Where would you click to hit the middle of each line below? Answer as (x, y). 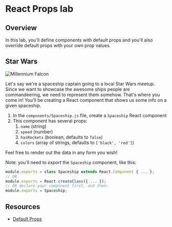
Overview (21, 28)
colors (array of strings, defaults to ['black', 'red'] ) (77, 142)
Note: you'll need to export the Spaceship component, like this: (71, 162)
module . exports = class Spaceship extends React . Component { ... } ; (80, 172)
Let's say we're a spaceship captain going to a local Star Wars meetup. (80, 84)
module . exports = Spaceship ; (36, 191)
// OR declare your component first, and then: (57, 186)
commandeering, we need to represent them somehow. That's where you (83, 95)
